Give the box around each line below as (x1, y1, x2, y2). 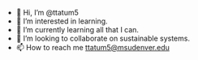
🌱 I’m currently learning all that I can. (15, 25, 140, 34)
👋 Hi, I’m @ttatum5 (15, 8, 80, 17)
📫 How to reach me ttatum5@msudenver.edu (15, 43, 170, 52)
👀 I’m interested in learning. (15, 16, 108, 26)
